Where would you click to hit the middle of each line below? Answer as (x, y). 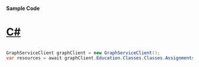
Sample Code (23, 8)
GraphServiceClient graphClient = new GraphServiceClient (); (83, 53)
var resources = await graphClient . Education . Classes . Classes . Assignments (100, 58)
